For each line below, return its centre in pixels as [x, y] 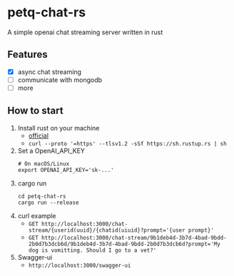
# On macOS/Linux [44, 164]
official [38, 136]
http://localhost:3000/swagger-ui [80, 265]
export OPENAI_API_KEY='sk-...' [66, 170]
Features [27, 55]
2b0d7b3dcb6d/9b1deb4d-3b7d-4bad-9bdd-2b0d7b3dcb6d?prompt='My [124, 244]
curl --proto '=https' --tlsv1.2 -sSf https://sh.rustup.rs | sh [127, 143]
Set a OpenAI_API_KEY [51, 150]
